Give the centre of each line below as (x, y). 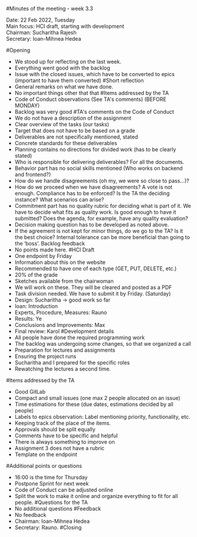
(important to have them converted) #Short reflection (79, 80)
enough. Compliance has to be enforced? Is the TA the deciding (92, 193)
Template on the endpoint (46, 454)
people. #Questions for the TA (51, 502)
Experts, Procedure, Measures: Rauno (61, 312)
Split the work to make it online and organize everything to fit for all (96, 496)
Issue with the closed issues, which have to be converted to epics (95, 74)
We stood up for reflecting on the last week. (68, 62)
